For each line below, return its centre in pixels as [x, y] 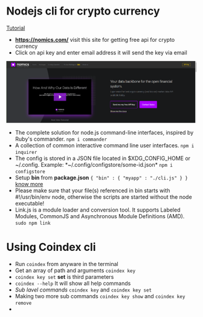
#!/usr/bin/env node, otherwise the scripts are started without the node [103, 197]
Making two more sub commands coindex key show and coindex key [100, 296]
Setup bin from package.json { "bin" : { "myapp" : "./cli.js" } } [101, 178]
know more [29, 184]
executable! [30, 203]
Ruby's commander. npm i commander [61, 139]
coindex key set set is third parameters [64, 276]
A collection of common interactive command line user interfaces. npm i [105, 145]
